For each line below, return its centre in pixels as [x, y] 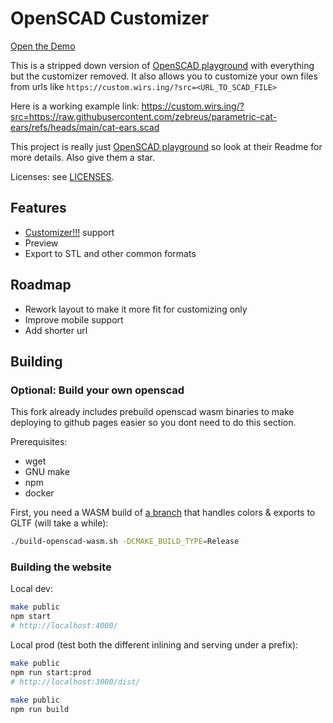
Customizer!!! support [69, 232]
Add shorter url [56, 330]
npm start [31, 617]
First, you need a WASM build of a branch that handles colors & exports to [163, 513]
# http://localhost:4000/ [64, 626]
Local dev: [31, 589]
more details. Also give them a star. [82, 157]
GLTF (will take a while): [59, 523]
